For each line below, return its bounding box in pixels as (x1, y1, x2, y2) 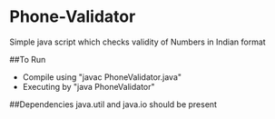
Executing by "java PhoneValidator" (22, 81, 156, 92)
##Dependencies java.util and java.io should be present (9, 98, 218, 110)
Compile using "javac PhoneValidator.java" (22, 71, 182, 83)
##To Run (9, 54, 46, 64)
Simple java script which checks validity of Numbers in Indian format (9, 36, 266, 47)
